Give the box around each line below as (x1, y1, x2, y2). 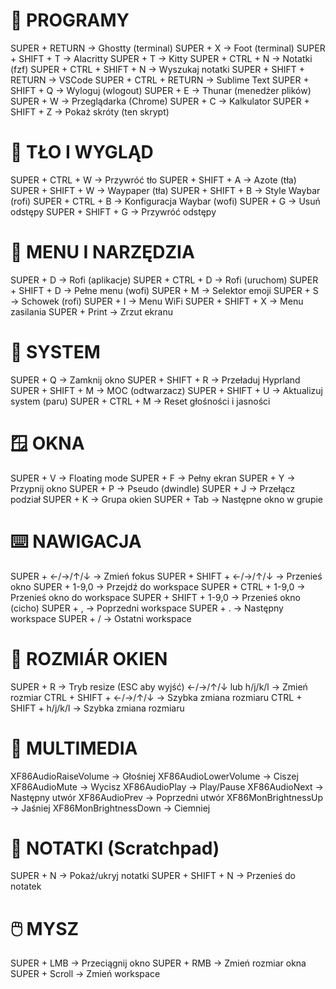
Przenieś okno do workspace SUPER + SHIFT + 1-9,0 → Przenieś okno (10, 591, 301, 603)
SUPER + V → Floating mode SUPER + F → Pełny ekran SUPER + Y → (10, 472, 296, 484)
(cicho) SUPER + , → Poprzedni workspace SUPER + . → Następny (10, 602, 284, 614)
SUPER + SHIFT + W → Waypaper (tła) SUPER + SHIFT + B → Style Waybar (10, 184, 321, 196)
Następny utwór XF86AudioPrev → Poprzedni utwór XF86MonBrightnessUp (10, 791, 324, 803)
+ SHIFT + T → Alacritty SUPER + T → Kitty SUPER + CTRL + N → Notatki (10, 52, 313, 64)
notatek (10, 880, 42, 893)
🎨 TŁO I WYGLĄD (10, 141, 154, 164)
